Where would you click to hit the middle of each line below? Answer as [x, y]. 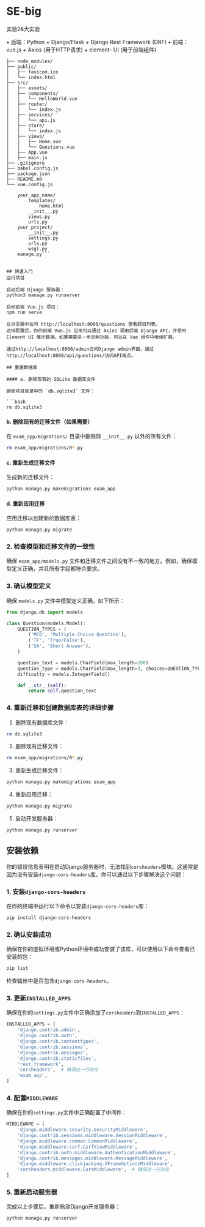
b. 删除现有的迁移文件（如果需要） [50, 421]
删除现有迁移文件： [39, 746]
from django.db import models [45, 612]
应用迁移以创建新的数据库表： [44, 518]
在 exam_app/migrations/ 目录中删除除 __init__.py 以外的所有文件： [92, 437]
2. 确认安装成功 [29, 934]
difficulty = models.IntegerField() [64, 674]
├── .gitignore [26, 163]
